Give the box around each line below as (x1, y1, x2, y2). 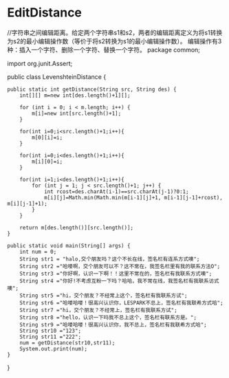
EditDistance (7, 5, 83, 21)
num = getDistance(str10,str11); (19, 339, 116, 346)
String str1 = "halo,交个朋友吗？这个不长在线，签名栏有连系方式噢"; (19, 256, 200, 263)
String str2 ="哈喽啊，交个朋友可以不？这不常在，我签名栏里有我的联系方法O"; (19, 263, 221, 269)
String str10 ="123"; (19, 327, 81, 334)
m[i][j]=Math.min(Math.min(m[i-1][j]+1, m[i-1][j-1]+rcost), (43, 194, 223, 201)
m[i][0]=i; (32, 158, 63, 165)
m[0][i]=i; (32, 134, 63, 141)
